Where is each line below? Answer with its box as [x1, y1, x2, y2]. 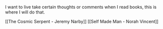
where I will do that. [5, 9, 45, 15]
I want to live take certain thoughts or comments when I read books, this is [5, 4, 157, 10]
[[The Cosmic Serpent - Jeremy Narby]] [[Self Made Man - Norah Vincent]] [5, 19, 159, 24]
